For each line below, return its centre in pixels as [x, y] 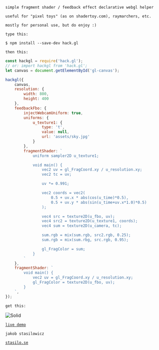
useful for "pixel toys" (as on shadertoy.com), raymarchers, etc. [78, 16]
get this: [16, 306]
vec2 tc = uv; [57, 174]
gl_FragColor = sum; [63, 249]
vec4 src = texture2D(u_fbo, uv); [78, 216]
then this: [17, 52]
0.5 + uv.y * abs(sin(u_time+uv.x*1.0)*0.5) [99, 202]
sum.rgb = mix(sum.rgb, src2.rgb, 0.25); [86, 235]
